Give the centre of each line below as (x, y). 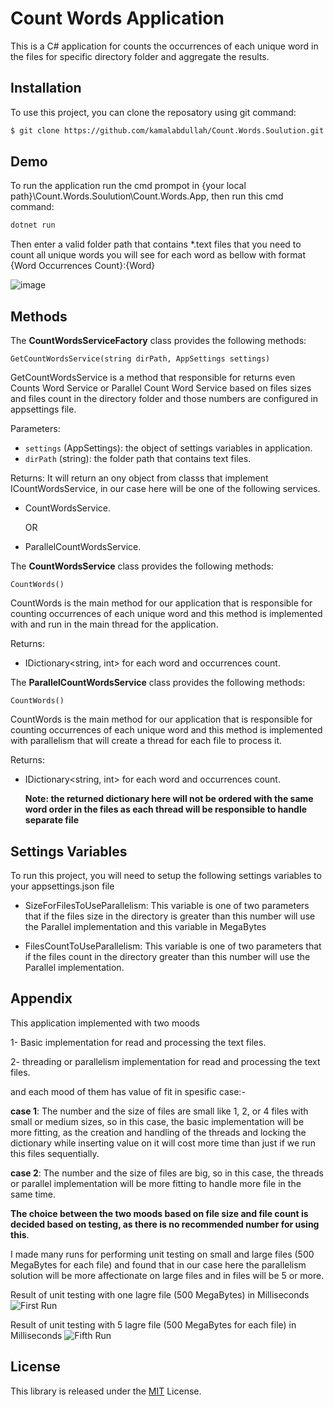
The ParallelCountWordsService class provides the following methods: (158, 683)
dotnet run (33, 225)
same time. (33, 1194)
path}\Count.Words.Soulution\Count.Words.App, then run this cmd (147, 196)
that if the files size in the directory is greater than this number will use (170, 916)
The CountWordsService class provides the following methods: (142, 566)
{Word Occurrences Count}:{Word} (83, 266)
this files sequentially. (55, 1153)
